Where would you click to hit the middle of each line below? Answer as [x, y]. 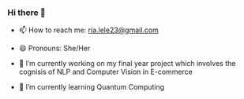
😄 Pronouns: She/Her [54, 48]
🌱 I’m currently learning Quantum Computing [92, 87]
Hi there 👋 [27, 13]
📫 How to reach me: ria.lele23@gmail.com [89, 30]
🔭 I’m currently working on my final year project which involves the [127, 64]
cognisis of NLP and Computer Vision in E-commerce [105, 72]
